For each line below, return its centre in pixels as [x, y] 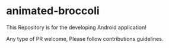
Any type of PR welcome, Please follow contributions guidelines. [85, 39]
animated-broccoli [53, 11]
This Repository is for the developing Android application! [76, 27]
